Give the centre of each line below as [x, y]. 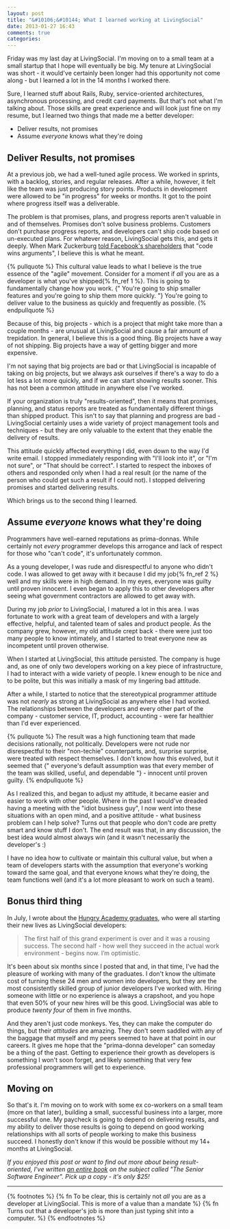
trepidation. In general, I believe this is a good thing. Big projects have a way [115, 338]
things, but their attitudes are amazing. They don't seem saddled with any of [115, 1031]
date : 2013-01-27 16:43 [41, 26]
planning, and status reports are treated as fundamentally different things [110, 408]
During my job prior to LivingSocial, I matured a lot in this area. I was [103, 609]
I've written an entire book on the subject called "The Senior [119, 1169]
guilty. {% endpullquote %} [45, 780]
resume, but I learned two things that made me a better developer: [101, 116]
